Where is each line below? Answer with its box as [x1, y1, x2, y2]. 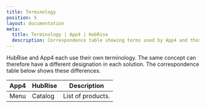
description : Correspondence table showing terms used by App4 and [12, 37, 188, 43]
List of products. [63, 92, 110, 100]
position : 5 [6, 15, 37, 21]
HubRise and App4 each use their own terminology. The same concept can [6, 54, 196, 61]
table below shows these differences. [6, 67, 101, 74]
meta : [6, 26, 20, 32]
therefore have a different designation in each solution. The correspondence [6, 60, 199, 68]
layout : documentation [6, 20, 64, 26]
